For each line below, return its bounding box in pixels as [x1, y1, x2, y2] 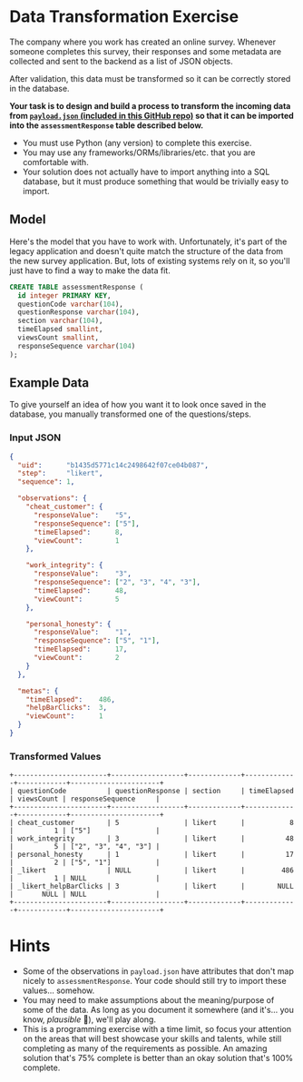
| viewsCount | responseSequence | [9, 794, 161, 804]
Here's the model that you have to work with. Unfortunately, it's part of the [9, 236, 288, 247]
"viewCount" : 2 [33, 654, 120, 663]
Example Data [9, 375, 90, 391]
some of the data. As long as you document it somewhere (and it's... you [22, 1005, 295, 1016]
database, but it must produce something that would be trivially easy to [22, 175, 288, 187]
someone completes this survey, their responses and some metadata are [9, 45, 282, 56]
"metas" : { [17, 686, 59, 695]
